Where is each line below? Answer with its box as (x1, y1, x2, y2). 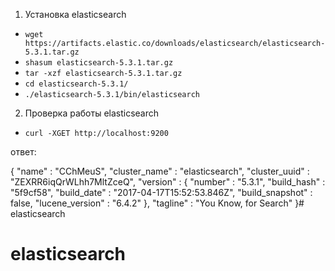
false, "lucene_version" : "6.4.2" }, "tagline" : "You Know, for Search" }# (10, 197, 305, 209)
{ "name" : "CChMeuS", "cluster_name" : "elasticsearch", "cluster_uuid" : (10, 165, 310, 177)
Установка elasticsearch (24, 9, 127, 20)
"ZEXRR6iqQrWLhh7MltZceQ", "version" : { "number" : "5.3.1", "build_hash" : (10, 176, 326, 188)
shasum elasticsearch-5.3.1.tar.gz (24, 58, 174, 68)
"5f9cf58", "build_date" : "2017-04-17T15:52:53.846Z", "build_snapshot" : (10, 187, 313, 198)
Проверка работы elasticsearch (24, 107, 160, 119)
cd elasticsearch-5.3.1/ (24, 79, 129, 89)
